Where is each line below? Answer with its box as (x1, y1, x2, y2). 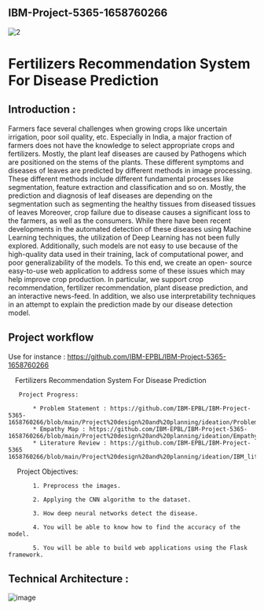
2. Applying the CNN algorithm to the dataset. (32, 496, 192, 504)
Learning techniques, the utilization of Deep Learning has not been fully (8, 232, 240, 242)
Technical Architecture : (8, 572, 129, 586)
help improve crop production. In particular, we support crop (8, 274, 204, 284)
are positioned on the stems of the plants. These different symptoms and (8, 157, 244, 166)
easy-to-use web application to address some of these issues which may (8, 266, 245, 275)
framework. (8, 551, 44, 559)
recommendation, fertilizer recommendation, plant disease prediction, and (8, 283, 248, 292)
